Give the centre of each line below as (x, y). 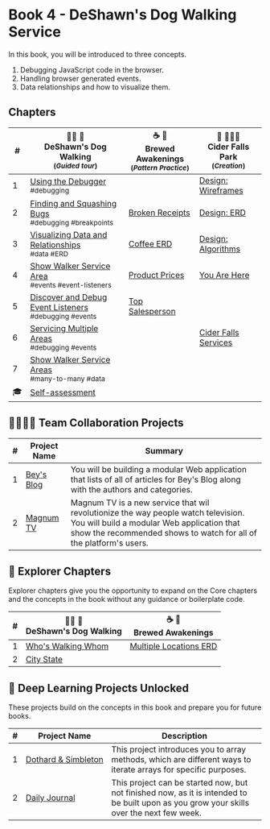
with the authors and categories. (131, 489)
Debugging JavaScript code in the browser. (92, 69)
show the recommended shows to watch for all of (164, 533)
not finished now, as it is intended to (179, 793)
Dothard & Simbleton (64, 760)
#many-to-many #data (68, 379)
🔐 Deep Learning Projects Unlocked (98, 688)
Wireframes (221, 190)
